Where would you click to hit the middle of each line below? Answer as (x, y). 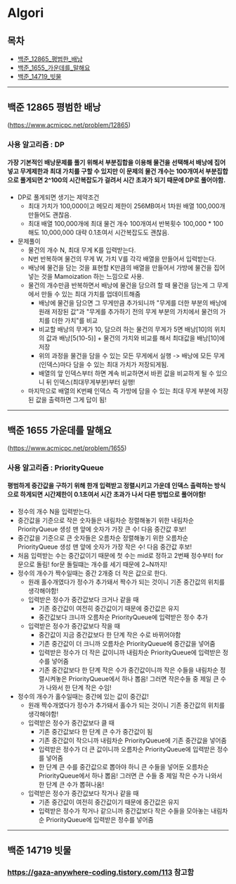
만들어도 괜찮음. (50, 214)
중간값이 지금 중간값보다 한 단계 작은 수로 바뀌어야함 (110, 635)
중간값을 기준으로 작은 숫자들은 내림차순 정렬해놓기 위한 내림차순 (106, 520)
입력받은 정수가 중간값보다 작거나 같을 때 (83, 793)
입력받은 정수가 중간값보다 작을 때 (74, 625)
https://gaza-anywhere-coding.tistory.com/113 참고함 (101, 873)
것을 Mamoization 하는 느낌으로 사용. (92, 276)
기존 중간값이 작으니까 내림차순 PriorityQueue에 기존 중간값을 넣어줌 (132, 740)
